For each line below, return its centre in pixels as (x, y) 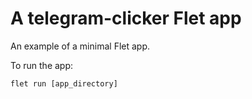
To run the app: (42, 65)
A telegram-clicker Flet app (126, 18)
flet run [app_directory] (64, 83)
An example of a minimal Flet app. (80, 46)
